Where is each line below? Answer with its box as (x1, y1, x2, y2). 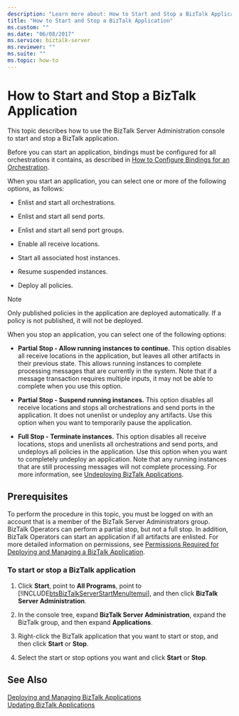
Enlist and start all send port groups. (17, 225, 124, 234)
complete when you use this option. (17, 382, 123, 390)
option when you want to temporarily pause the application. (17, 418, 193, 426)
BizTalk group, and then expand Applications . (17, 618, 153, 626)
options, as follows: (7, 184, 65, 193)
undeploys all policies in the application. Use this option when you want (17, 447, 228, 456)
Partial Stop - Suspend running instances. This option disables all (17, 395, 213, 404)
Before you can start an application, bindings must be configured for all (7, 148, 216, 156)
